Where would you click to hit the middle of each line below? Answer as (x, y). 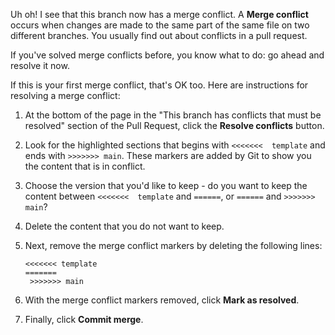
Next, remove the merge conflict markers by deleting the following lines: (173, 245)
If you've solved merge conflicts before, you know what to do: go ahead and (167, 55)
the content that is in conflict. (85, 166)
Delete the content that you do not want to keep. (124, 226)
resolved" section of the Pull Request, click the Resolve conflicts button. (174, 125)
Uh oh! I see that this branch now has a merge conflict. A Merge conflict (159, 14)
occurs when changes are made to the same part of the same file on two (160, 25)
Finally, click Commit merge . (84, 319)
